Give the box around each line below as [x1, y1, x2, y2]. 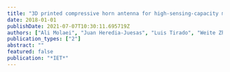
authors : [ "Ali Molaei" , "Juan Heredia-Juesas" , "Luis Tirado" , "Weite [7, 29, 216, 36]
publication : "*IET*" [7, 55, 69, 62]
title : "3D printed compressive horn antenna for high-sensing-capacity [7, 10, 219, 17]
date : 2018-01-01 [7, 16, 57, 23]
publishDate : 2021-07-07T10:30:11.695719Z [7, 23, 130, 29]
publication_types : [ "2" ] [7, 36, 81, 43]
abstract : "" [7, 42, 44, 49]
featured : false [7, 49, 53, 56]
